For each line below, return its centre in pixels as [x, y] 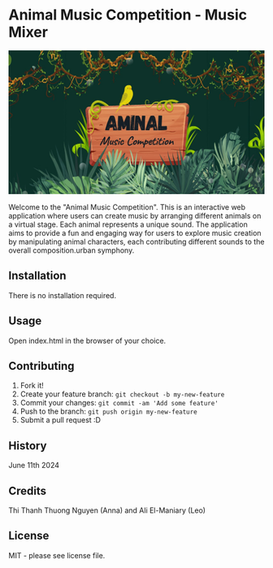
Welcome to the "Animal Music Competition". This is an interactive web [127, 207]
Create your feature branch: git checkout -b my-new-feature [122, 394]
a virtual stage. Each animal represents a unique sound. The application [128, 224]
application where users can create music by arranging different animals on [135, 215]
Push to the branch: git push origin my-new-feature [108, 411]
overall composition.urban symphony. [71, 250]
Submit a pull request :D [61, 420]
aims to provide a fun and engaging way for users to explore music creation [135, 232]
